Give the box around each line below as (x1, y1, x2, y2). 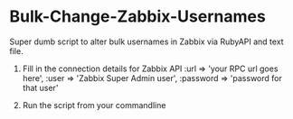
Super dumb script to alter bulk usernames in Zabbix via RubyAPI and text (9, 36, 284, 47)
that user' (22, 82, 59, 93)
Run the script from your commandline (22, 99, 166, 110)
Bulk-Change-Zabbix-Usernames (9, 6, 267, 27)
